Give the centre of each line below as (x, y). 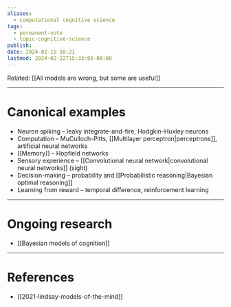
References (41, 277)
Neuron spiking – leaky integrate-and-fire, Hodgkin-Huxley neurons (113, 131)
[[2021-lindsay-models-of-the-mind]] (70, 296)
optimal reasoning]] (45, 182)
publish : (20, 45)
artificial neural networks (52, 146)
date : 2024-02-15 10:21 (41, 52)
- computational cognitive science (64, 20)
